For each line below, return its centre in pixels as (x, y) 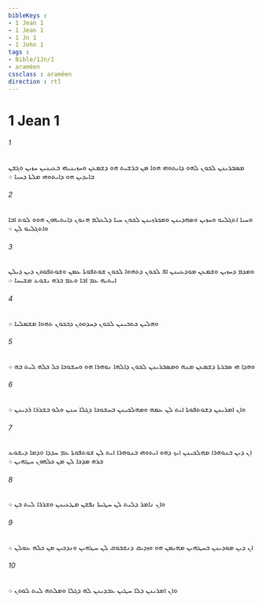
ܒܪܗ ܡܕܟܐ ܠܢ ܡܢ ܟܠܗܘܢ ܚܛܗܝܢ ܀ (56, 461)
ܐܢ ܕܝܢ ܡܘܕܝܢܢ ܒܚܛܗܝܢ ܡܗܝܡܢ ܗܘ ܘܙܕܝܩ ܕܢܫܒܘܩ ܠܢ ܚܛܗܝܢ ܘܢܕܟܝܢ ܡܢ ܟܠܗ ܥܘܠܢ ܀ (131, 547)
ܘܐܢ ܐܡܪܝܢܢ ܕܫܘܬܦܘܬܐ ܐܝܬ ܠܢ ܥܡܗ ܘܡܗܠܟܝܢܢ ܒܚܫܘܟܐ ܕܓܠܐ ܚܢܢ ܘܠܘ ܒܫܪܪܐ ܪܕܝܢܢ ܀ (127, 409)
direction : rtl (35, 81)
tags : (19, 52)
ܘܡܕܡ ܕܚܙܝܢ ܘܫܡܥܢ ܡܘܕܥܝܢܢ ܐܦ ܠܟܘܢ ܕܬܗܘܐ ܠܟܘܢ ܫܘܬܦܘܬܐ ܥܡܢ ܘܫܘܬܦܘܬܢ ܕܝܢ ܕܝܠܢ (131, 271)
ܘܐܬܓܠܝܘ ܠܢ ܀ (28, 228)
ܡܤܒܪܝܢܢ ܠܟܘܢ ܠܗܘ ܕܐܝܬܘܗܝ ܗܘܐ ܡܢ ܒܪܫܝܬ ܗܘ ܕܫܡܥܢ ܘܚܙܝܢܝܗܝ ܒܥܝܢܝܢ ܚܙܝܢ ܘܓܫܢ (126, 167)
